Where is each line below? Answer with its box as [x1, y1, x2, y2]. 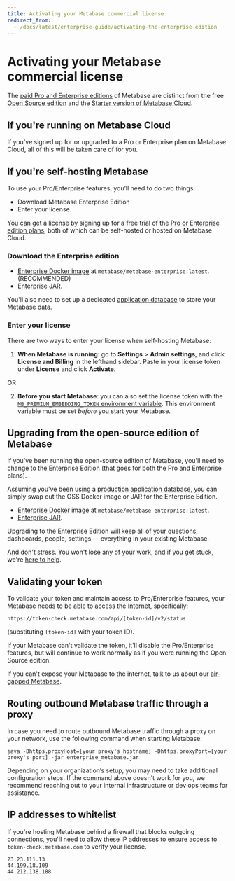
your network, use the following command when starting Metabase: [7, 734, 203, 742]
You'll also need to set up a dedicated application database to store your [7, 296, 216, 304]
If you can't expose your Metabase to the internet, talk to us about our [7, 670, 209, 678]
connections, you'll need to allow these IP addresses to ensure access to [7, 835, 218, 843]
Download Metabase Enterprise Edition [17, 197, 131, 206]
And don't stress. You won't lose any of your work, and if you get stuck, [7, 548, 214, 557]
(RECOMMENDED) [17, 275, 71, 283]
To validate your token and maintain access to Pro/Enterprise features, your [7, 595, 225, 603]
